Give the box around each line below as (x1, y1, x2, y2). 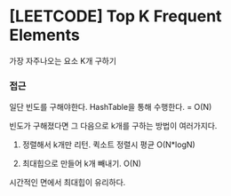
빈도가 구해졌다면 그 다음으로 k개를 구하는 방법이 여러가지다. (9, 121, 218, 131)
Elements (9, 25, 80, 45)
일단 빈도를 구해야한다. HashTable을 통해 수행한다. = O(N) (9, 102, 212, 113)
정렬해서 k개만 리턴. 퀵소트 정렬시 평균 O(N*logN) (21, 139, 195, 150)
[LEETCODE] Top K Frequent (9, 6, 222, 27)
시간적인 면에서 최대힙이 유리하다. (9, 177, 126, 188)
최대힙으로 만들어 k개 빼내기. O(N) (21, 158, 142, 169)
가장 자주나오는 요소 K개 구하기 (9, 55, 117, 66)
